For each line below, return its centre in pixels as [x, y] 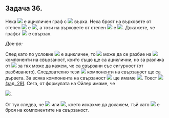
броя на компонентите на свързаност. [47, 110]
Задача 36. [24, 8]
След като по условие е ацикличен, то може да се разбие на [79, 54]
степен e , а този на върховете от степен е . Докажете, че [80, 27]
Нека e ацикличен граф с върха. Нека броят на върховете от [78, 21]
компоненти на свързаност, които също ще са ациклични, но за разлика [85, 60]
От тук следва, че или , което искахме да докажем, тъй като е [82, 104]
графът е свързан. [29, 33]
